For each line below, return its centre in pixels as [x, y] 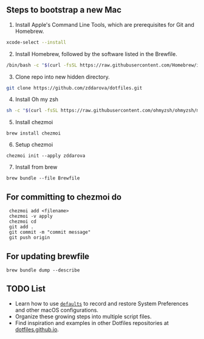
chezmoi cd [22, 222]
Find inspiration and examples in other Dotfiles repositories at [92, 323]
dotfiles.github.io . [37, 329]
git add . [21, 227]
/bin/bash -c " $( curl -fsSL [42, 65]
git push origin [29, 238]
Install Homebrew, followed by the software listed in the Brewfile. [96, 54]
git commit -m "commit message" [50, 232]
